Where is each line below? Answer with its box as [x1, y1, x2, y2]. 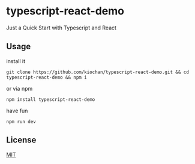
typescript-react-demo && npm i [6, 74, 87, 80]
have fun [6, 107, 28, 114]
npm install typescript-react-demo [6, 96, 95, 103]
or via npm [6, 85, 33, 92]
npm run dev [6, 118, 36, 124]
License [6, 135, 37, 145]
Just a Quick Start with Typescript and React [6, 24, 117, 31]
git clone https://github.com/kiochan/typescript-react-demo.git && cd [6, 69, 189, 75]
